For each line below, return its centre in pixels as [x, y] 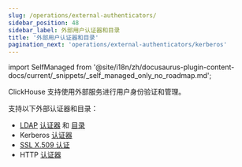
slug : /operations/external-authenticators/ [82, 15]
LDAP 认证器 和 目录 [52, 125]
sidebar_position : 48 [44, 23]
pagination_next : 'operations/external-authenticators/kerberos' [117, 45]
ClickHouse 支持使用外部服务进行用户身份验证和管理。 [97, 92]
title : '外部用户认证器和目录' [54, 37]
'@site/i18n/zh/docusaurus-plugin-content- [164, 67]
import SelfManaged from [50, 67]
